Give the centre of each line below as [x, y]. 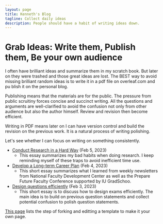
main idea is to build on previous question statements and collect [84, 197]
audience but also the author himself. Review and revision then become [76, 112]
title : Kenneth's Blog [28, 14]
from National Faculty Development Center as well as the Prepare [85, 176]
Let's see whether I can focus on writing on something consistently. [73, 141]
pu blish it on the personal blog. [37, 87]
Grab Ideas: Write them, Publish [70, 47]
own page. [16, 217]
